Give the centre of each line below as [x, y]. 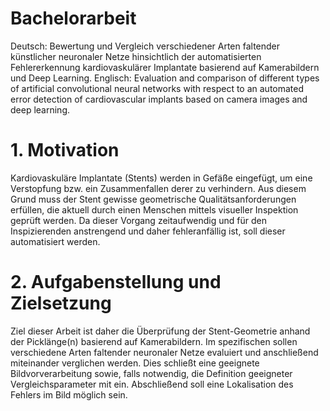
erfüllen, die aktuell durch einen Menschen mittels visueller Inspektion [154, 209]
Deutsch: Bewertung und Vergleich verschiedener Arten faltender [145, 46]
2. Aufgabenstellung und [116, 282]
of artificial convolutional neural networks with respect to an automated [157, 88]
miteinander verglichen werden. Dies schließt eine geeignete [135, 363]
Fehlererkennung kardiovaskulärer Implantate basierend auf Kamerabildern [165, 67]
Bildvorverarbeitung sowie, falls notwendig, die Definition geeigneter [151, 373]
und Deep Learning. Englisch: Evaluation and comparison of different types [165, 78]
